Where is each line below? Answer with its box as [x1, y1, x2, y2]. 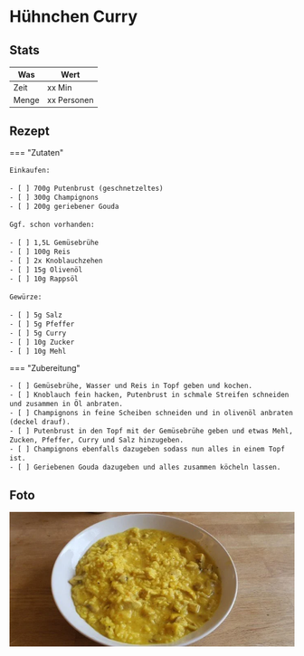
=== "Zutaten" [9, 147, 64, 158]
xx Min [46, 81, 72, 92]
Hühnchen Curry [9, 6, 138, 27]
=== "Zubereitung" [9, 363, 81, 374]
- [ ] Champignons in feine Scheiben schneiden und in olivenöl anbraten [9, 409, 294, 418]
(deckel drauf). [9, 418, 71, 427]
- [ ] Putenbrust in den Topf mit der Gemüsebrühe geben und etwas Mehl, [9, 427, 294, 436]
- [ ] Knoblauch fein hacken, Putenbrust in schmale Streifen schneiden [9, 391, 290, 400]
